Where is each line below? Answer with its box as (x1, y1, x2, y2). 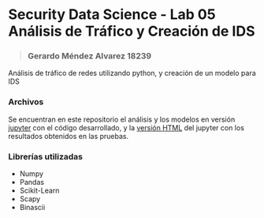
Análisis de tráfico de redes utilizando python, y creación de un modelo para (8, 69, 256, 78)
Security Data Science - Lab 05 (8, 6, 216, 24)
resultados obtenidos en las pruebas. (8, 131, 129, 141)
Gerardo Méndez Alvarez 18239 (27, 51, 152, 62)
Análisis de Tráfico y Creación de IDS (8, 22, 255, 40)
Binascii (19, 203, 46, 212)
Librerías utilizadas (8, 151, 84, 162)
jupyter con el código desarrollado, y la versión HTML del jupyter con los (8, 122, 244, 132)
